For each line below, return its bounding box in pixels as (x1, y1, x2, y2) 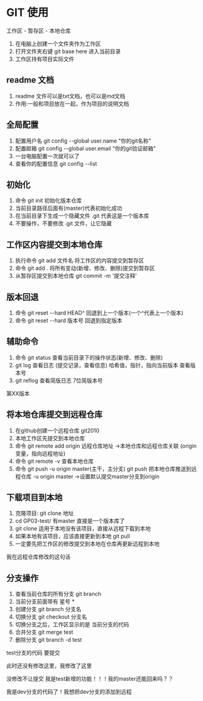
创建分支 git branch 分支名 (15, 606, 82, 613)
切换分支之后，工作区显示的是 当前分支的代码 (15, 621, 129, 628)
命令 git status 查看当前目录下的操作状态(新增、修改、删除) (15, 354, 163, 361)
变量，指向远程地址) (15, 450, 66, 457)
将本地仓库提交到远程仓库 (6, 409, 102, 420)
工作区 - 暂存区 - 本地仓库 (6, 27, 71, 34)
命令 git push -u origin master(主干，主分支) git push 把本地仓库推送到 (15, 465, 192, 472)
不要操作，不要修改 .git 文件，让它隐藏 (15, 220, 112, 227)
